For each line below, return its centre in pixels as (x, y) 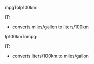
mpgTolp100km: (21, 7)
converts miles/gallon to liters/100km (50, 27)
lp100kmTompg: (21, 37)
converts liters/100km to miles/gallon (50, 56)
